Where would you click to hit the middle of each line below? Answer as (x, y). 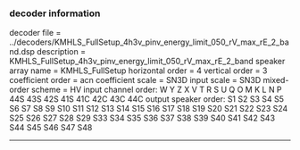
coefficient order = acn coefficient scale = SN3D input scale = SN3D (135, 80)
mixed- (276, 80)
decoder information (55, 13)
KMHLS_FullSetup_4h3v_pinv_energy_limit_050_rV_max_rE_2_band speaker (147, 62)
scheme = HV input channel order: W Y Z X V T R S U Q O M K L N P (157, 90)
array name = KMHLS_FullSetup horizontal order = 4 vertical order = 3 (138, 71)
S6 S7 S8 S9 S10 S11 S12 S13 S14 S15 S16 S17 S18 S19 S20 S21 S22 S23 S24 (149, 109)
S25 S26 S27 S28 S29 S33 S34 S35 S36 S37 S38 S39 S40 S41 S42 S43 (142, 118)
